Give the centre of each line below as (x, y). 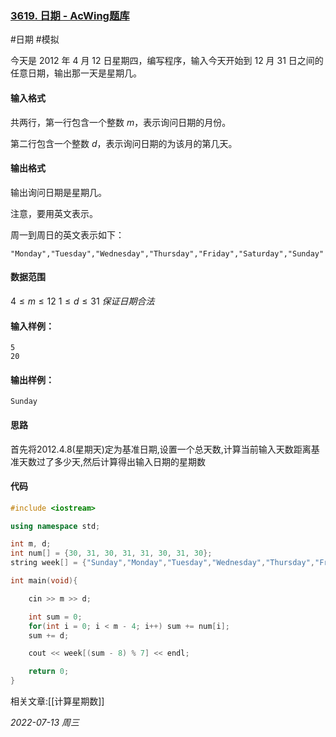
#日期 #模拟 (35, 39)
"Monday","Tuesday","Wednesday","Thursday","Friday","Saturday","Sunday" (167, 253)
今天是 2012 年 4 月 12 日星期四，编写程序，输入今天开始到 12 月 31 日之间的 (167, 61)
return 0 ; (49, 672)
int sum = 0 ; (55, 617)
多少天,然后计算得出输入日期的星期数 (130, 461)
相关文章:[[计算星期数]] (57, 701)
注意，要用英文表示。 (54, 213)
